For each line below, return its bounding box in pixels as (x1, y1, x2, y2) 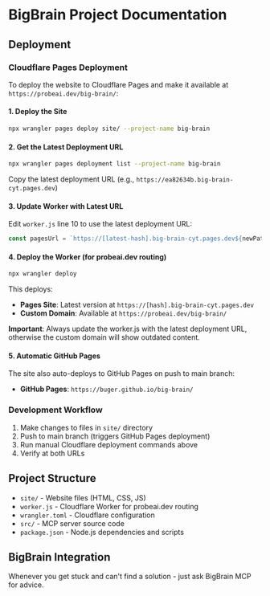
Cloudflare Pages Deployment (8, 62, 129, 73)
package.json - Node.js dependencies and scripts (19, 527, 185, 537)
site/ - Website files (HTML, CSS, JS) (19, 492, 146, 503)
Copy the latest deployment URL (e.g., (8, 174, 135, 184)
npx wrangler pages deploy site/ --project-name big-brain (8, 125, 211, 133)
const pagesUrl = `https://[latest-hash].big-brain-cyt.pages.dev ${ (8, 235, 243, 243)
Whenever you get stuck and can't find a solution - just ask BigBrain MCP (8, 572, 252, 582)
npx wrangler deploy (8, 270, 78, 278)
